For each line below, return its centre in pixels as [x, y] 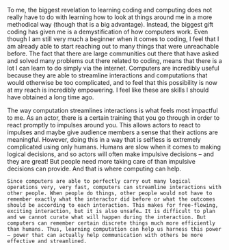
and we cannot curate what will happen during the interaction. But [107, 217]
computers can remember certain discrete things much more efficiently [111, 223]
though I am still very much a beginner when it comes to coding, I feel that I [113, 39]
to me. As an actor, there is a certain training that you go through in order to [113, 118]
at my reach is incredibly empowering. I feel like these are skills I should [108, 90]
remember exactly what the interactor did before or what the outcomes [111, 199]
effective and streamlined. [47, 241]
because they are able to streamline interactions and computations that [107, 75]
